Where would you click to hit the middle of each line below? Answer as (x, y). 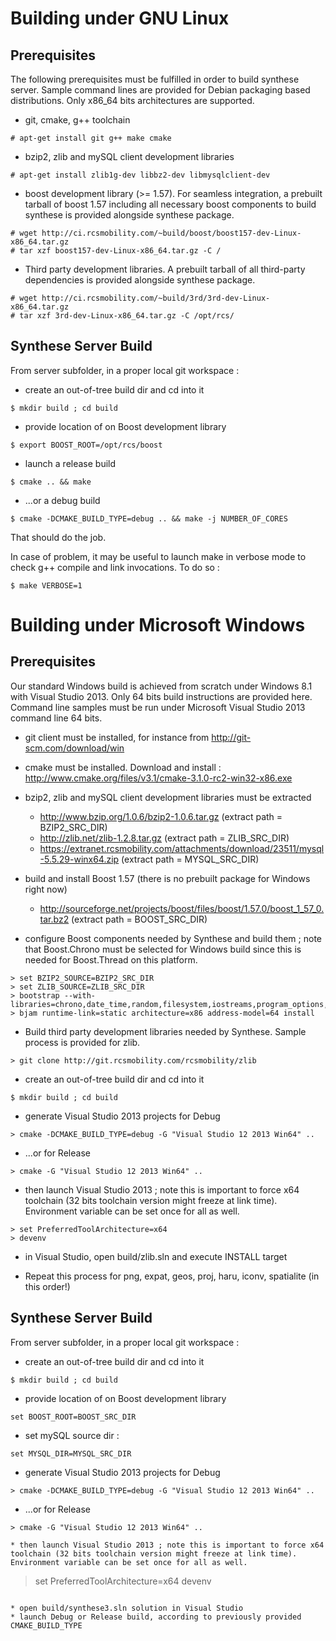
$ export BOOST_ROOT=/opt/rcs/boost (86, 445)
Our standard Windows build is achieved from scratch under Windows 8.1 (161, 686)
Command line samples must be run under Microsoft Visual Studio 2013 (158, 707)
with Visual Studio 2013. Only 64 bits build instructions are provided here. (161, 696)
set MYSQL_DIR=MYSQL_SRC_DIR (71, 1453)
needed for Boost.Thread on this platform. (111, 959)
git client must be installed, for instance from (117, 737)
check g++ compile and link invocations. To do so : (115, 567)
